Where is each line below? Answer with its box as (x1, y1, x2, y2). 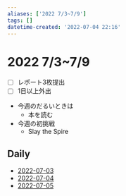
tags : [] (7, 17, 33, 24)
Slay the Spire (27, 128, 69, 136)
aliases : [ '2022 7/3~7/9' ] (7, 10, 87, 18)
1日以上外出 (17, 87, 51, 95)
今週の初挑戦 (17, 119, 55, 128)
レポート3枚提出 (17, 78, 65, 87)
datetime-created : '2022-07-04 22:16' (7, 23, 121, 30)
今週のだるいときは (17, 102, 74, 110)
